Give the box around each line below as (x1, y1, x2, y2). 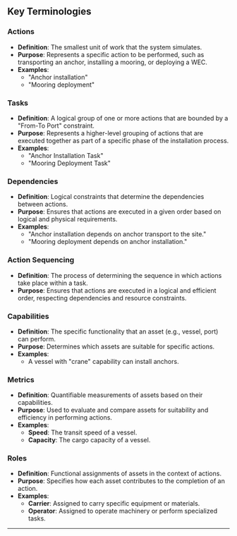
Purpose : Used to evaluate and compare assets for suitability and (17, 406, 209, 415)
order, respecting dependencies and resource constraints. (17, 293, 187, 302)
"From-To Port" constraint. (17, 121, 95, 130)
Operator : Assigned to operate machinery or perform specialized (28, 507, 217, 516)
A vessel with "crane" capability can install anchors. (28, 357, 179, 365)
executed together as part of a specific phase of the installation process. (17, 136, 229, 145)
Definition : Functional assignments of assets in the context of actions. (17, 469, 222, 478)
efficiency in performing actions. (17, 413, 113, 422)
